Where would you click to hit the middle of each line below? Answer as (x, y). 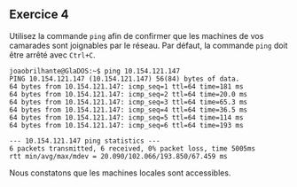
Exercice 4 (39, 15)
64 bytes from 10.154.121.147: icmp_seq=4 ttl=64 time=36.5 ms (129, 110)
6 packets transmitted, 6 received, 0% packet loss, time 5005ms (132, 148)
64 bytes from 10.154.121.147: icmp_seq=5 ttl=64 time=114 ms (126, 117)
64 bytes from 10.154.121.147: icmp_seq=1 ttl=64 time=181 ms (126, 86)
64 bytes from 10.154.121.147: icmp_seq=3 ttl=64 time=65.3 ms (129, 102)
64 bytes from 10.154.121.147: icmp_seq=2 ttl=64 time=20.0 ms (129, 94)
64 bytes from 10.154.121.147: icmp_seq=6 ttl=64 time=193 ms (126, 125)
